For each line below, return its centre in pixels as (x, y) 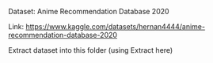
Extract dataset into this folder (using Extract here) (91, 50)
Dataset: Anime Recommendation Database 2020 (89, 11)
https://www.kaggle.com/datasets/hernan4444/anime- (116, 26)
